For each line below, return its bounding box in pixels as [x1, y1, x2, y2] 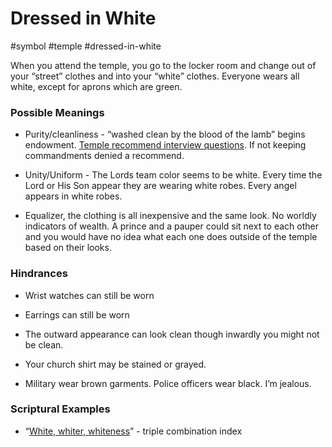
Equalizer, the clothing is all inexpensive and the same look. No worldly [24, 210, 317, 222]
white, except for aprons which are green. [10, 80, 183, 92]
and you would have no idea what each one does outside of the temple [24, 231, 318, 243]
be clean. [24, 338, 64, 351]
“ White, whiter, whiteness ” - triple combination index [24, 425, 243, 437]
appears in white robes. [24, 190, 123, 202]
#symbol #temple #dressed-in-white [10, 40, 162, 52]
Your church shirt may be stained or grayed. [24, 358, 207, 370]
